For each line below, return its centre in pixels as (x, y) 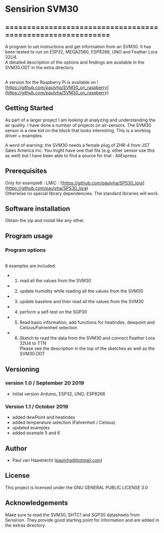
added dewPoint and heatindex (44, 417)
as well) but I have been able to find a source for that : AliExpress (71, 155)
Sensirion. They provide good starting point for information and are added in (82, 520)
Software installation (38, 209)
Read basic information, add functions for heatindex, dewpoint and (87, 322)
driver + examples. (24, 136)
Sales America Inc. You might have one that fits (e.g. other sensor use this (80, 150)
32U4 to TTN (33, 343)
